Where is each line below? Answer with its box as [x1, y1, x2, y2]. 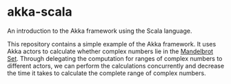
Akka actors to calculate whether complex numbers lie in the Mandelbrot [7, 47, 214, 55]
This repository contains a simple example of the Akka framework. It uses [7, 40, 217, 48]
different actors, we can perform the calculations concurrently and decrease [7, 61, 225, 70]
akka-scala [7, 4, 72, 20]
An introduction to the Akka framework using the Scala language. [7, 27, 192, 35]
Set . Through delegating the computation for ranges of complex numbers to [7, 54, 223, 62]
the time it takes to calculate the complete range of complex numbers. [7, 69, 206, 77]
